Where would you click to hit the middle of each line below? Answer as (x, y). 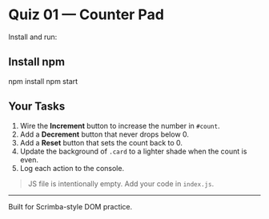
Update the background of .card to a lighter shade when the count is (133, 151)
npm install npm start (43, 81)
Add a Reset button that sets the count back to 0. (101, 142)
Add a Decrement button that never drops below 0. (104, 134)
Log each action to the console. (72, 168)
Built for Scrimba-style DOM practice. (70, 206)
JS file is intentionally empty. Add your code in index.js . (121, 183)
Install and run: (33, 37)
